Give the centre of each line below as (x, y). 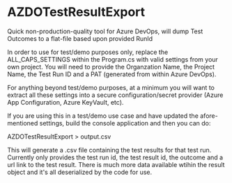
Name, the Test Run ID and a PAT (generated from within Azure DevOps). (112, 74)
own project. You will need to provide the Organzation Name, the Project (111, 67)
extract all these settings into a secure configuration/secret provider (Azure (115, 95)
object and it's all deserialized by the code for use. (80, 172)
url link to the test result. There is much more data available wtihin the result (116, 164)
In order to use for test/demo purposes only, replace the (88, 52)
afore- (209, 116)
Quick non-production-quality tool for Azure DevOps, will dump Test (105, 31)
